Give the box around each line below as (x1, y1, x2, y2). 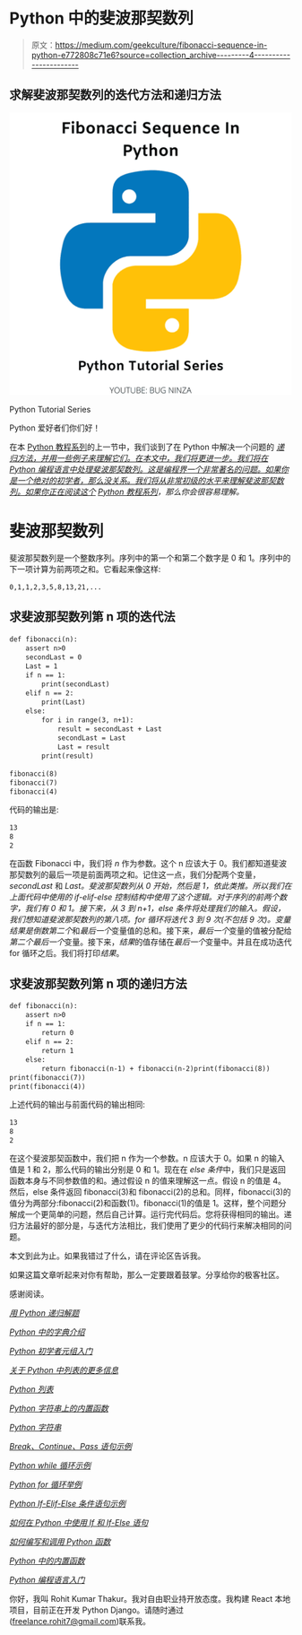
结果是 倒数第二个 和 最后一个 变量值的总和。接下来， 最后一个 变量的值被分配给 (9, 925, 292, 935)
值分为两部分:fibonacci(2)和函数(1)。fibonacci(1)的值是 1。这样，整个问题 (9, 1198, 280, 1209)
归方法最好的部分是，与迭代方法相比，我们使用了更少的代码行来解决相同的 (9, 1221, 284, 1231)
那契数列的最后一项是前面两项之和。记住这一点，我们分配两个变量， (9, 869, 261, 880)
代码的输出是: (9, 804, 60, 814)
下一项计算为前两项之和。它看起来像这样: (9, 563, 161, 574)
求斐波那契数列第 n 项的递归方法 (9, 976, 188, 991)
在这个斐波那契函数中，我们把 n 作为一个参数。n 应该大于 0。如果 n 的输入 (9, 1153, 285, 1164)
